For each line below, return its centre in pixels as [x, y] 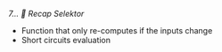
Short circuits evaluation [66, 40]
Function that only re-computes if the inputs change [117, 30]
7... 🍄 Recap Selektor [46, 14]
